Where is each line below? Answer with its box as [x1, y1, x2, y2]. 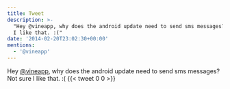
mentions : [7, 42, 36, 49]
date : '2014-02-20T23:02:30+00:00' [7, 36, 109, 42]
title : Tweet [7, 10, 44, 17]
